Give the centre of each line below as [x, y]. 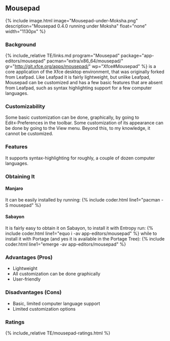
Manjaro [14, 189]
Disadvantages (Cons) [33, 292]
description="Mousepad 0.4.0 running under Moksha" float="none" [76, 26]
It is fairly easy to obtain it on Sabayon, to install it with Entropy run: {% [79, 228]
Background [21, 44]
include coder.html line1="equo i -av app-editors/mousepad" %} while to [81, 233]
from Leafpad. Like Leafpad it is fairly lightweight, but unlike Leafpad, [78, 77]
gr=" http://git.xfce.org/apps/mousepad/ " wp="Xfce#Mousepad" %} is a [81, 66]
